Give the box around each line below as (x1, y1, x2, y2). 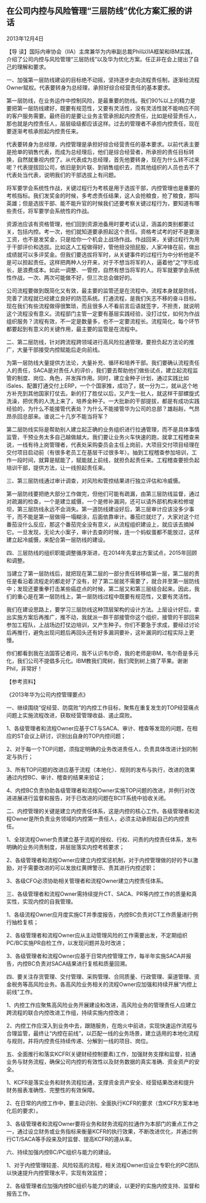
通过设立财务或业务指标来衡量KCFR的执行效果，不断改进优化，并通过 (17, 1128, 193, 1135)
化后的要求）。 (6, 1107, 42, 1114)
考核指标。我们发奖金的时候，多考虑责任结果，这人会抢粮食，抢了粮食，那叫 (6, 192, 200, 199)
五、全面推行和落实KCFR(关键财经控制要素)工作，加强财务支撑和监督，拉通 (6, 1050, 196, 1058)
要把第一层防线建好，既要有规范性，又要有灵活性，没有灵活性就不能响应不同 (6, 104, 200, 112)
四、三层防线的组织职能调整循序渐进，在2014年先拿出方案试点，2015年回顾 (6, 549, 197, 556)
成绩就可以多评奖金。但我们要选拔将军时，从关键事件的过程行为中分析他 (6, 251, 189, 258)
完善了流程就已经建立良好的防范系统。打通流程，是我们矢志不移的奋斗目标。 (6, 294, 200, 302)
